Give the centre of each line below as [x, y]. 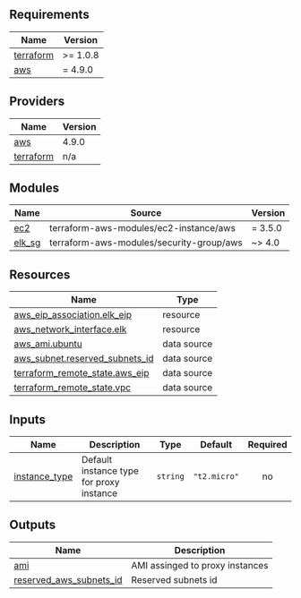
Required [267, 445]
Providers [37, 102]
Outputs [33, 525]
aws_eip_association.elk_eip [73, 315]
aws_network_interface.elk [70, 329]
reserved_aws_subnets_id [68, 579]
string [171, 477]
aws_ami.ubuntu [48, 344]
